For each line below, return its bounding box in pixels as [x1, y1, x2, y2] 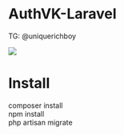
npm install [8, 109, 45, 118]
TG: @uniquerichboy [8, 31, 77, 41]
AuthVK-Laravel [8, 5, 118, 23]
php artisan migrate [8, 117, 74, 127]
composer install [8, 101, 63, 110]
